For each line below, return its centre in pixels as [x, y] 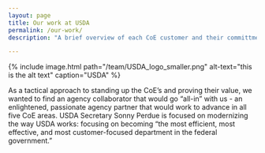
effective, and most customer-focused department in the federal [113, 132]
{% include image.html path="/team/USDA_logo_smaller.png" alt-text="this [130, 67]
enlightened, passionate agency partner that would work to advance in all [127, 107]
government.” [30, 141]
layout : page [30, 15]
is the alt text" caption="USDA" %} [64, 75]
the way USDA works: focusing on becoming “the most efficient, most [121, 124]
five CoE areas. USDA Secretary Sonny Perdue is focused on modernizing [128, 116]
